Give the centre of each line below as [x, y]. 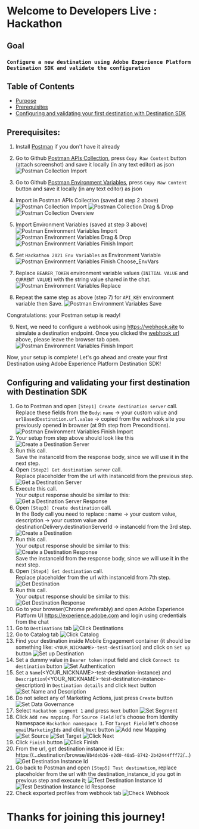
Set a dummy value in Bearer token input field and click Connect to [97, 659]
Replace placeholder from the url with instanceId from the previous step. [104, 476]
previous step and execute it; [51, 780]
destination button [39, 666]
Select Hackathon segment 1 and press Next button [77, 710]
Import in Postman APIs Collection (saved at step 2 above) [87, 201]
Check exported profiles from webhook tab [68, 793]
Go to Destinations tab [43, 628]
